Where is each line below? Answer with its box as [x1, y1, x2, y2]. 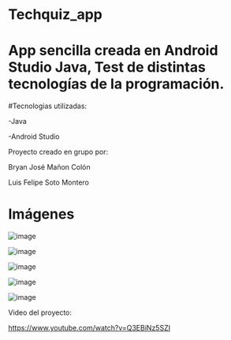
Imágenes [8, 205, 75, 223]
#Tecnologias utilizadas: [8, 101, 88, 111]
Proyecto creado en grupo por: [8, 148, 109, 157]
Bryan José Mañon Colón [8, 163, 91, 172]
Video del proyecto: [8, 308, 73, 317]
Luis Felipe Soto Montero [8, 177, 89, 187]
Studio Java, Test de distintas [8, 58, 207, 77]
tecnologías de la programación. [8, 75, 225, 93]
